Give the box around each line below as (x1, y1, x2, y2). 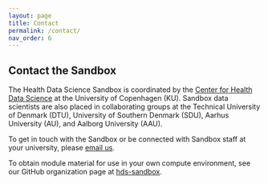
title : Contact (8, 19, 59, 27)
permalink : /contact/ (8, 26, 81, 34)
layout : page (8, 11, 52, 20)
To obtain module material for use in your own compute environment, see (8, 158, 251, 168)
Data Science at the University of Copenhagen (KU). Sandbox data (8, 94, 229, 103)
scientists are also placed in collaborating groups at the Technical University (8, 102, 261, 112)
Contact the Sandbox (8, 63, 116, 77)
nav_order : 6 (8, 34, 52, 42)
